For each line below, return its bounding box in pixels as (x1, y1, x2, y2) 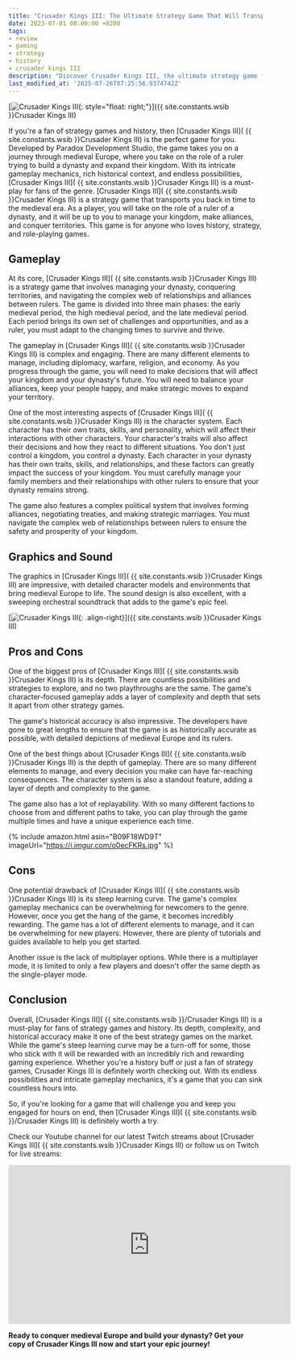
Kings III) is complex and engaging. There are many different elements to (8, 349, 250, 359)
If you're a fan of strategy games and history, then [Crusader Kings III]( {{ (8, 126, 252, 136)
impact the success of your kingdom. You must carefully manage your (8, 468, 242, 477)
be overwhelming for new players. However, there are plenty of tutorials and (8, 928, 261, 938)
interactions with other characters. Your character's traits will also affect (8, 434, 248, 443)
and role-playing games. (8, 229, 90, 238)
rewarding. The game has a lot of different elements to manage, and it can (8, 919, 255, 929)
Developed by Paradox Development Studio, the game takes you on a (8, 143, 239, 153)
